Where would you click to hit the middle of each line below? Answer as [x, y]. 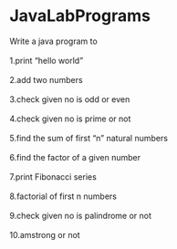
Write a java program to [53, 41]
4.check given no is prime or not [70, 119]
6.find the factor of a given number [75, 157]
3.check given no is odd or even [70, 99]
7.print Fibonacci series [53, 176]
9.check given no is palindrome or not [81, 215]
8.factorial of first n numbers [63, 196]
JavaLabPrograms [80, 16]
